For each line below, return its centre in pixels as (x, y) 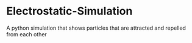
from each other (27, 34)
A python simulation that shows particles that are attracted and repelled (96, 28)
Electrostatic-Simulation (69, 11)
